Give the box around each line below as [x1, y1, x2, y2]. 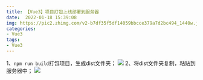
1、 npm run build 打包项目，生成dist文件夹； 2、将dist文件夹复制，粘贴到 [6, 60, 196, 67]
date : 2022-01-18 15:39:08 [6, 14, 77, 20]
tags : [6, 37, 20, 43]
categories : [6, 25, 36, 32]
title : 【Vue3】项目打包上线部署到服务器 [6, 8, 100, 15]
